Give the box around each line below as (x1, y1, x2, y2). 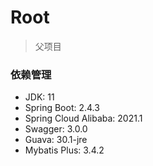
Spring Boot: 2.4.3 (24, 102, 100, 114)
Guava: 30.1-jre (24, 134, 88, 146)
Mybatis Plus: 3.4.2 (24, 144, 105, 156)
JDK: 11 (24, 91, 55, 103)
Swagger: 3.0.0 (24, 123, 88, 135)
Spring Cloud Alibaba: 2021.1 (24, 112, 143, 125)
